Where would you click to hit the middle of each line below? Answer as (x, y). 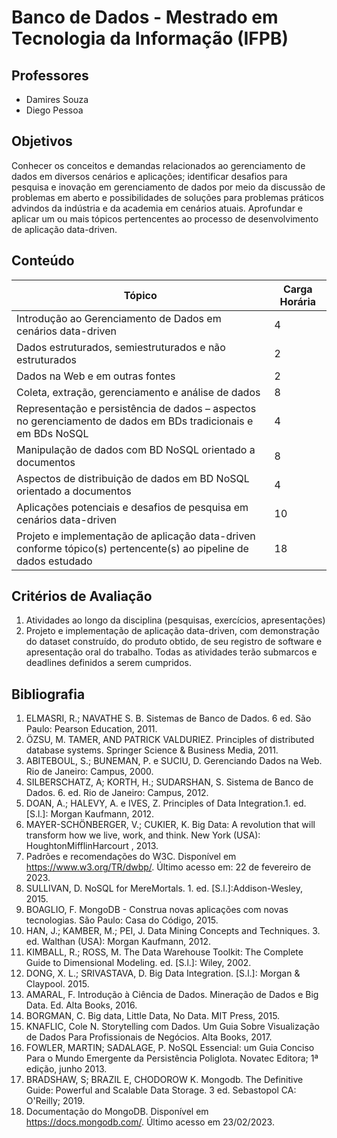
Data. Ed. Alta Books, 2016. (81, 1005)
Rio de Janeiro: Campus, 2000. (89, 772)
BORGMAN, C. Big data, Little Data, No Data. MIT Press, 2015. (153, 1016)
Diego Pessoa (54, 110)
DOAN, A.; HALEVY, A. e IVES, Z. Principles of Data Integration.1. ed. (166, 803)
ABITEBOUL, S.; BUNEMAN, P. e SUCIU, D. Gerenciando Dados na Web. (174, 761)
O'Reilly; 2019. (55, 1101)
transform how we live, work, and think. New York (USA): (143, 835)
